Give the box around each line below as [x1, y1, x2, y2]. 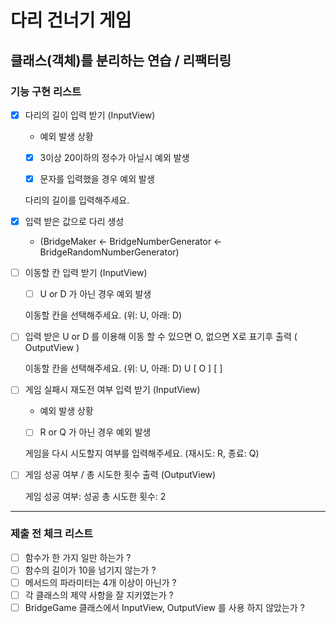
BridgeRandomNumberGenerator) [39, 246, 180, 258]
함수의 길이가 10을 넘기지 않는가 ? [24, 564, 157, 576]
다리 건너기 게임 [10, 9, 132, 32]
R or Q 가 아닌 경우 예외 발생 [39, 426, 152, 438]
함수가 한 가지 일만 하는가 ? [24, 551, 132, 563]
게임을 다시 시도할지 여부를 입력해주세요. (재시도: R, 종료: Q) [24, 447, 260, 460]
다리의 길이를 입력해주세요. [24, 194, 130, 206]
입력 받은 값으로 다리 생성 [24, 216, 125, 228]
